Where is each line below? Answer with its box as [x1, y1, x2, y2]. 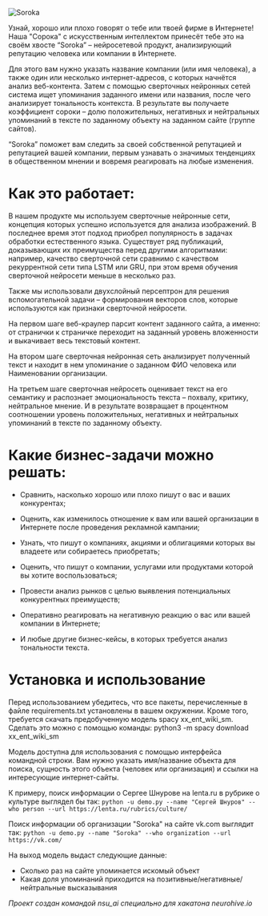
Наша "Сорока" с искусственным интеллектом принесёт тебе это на [8, 32, 245, 41]
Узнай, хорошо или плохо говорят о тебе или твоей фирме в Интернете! [8, 23, 254, 32]
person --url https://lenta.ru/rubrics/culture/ [22, 805, 188, 813]
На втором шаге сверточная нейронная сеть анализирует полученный [8, 351, 250, 361]
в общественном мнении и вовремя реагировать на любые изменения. [8, 156, 254, 166]
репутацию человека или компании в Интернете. [8, 49, 178, 58]
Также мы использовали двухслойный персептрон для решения [8, 286, 230, 296]
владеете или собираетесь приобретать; [19, 546, 160, 556]
